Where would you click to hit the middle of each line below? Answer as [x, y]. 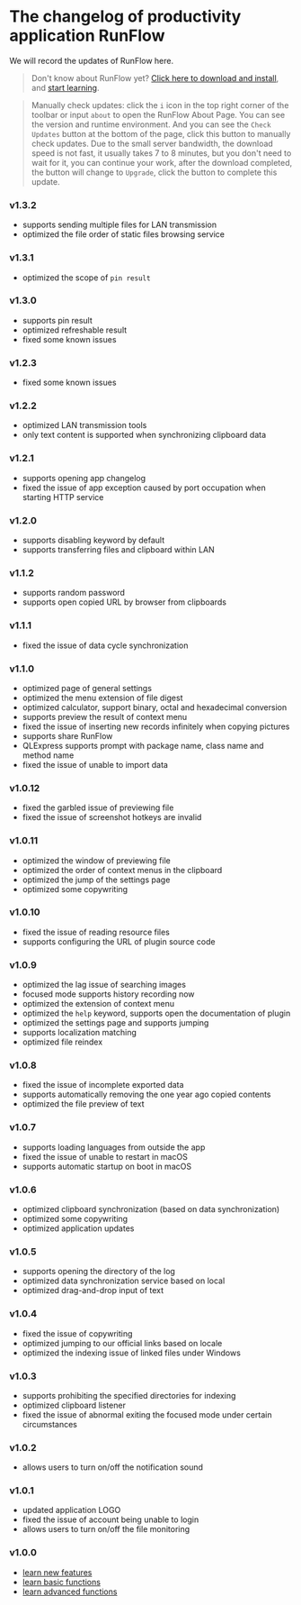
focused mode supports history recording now [108, 994]
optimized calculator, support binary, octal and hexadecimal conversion [155, 707]
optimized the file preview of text [83, 1104]
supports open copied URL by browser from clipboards [124, 602]
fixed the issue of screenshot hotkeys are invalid [112, 817]
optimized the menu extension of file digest [102, 698]
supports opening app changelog [84, 478]
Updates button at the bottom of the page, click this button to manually [161, 133]
